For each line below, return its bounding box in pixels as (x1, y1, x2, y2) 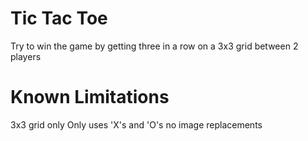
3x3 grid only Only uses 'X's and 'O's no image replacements (10, 118, 263, 131)
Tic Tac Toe (10, 7, 108, 30)
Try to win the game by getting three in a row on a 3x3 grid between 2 (10, 40, 299, 52)
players (10, 50, 42, 62)
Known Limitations (10, 86, 170, 109)
